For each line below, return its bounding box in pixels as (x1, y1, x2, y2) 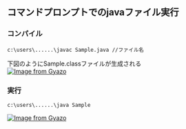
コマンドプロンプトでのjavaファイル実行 (7, 6, 179, 19)
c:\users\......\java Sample (7, 101, 91, 108)
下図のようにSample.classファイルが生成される (7, 59, 142, 68)
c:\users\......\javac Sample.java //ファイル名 (7, 46, 145, 53)
